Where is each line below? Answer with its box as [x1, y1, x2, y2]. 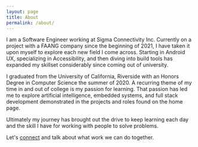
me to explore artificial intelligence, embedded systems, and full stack [6, 92, 178, 99]
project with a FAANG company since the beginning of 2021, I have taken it [6, 42, 190, 49]
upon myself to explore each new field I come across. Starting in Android [6, 49, 185, 56]
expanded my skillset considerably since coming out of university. [6, 61, 169, 68]
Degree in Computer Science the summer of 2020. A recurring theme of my [6, 79, 192, 86]
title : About [6, 14, 39, 20]
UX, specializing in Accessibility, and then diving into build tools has [6, 55, 173, 62]
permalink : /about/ [6, 20, 55, 26]
